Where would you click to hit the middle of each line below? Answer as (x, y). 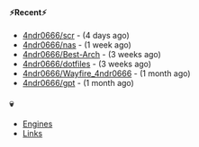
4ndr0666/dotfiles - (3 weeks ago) (86, 64)
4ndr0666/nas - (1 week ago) (77, 45)
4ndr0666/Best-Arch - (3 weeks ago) (92, 55)
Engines (37, 124)
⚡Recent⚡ (28, 12)
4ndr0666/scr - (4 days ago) (76, 36)
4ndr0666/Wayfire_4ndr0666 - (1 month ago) (106, 73)
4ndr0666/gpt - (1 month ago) (78, 83)
